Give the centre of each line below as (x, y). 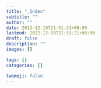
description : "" (26, 44)
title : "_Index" (26, 11)
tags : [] (17, 60)
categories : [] (25, 65)
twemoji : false (25, 76)
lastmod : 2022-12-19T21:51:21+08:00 (50, 33)
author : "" (19, 22)
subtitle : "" (22, 17)
